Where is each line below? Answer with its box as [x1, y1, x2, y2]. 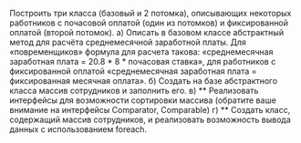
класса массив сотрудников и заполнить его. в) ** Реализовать [9, 86, 259, 96]
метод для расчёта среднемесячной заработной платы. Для [9, 36, 246, 47]
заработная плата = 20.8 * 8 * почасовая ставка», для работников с [9, 56, 276, 66]
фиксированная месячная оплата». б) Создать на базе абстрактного [9, 76, 278, 86]
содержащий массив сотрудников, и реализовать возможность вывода [9, 114, 292, 125]
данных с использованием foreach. [9, 124, 148, 135]
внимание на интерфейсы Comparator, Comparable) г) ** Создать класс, [9, 105, 291, 115]
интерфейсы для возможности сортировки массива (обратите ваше [9, 95, 276, 106]
